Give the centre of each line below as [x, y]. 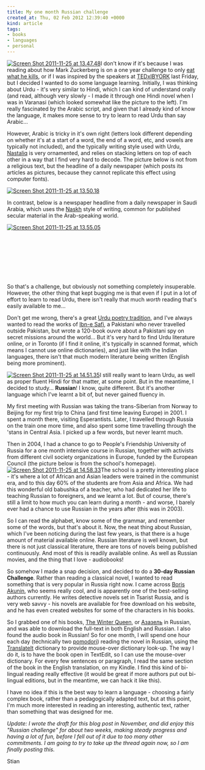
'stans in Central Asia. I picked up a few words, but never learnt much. [95, 432]
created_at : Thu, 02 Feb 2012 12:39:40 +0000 [66, 18]
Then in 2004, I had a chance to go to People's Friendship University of [97, 444]
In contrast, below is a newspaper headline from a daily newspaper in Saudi [102, 203]
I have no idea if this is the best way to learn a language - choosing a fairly [100, 692]
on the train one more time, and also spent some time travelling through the [102, 425]
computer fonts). [28, 179]
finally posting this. [31, 749]
